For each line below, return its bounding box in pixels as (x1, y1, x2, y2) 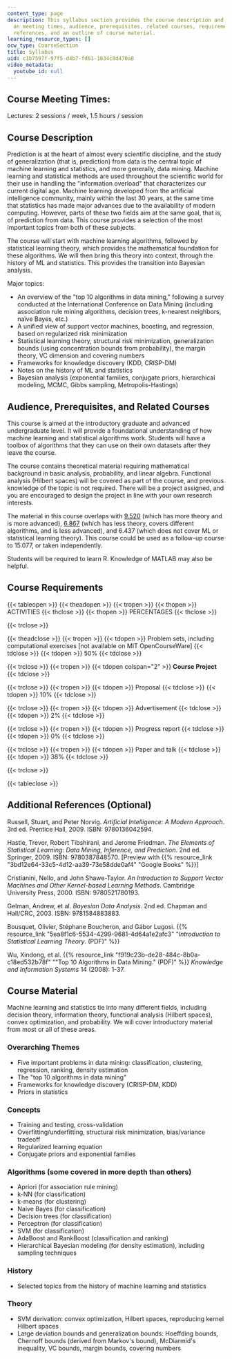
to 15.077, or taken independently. (7, 541, 103, 549)
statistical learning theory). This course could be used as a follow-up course (7, 534, 224, 542)
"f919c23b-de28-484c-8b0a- (115, 950, 201, 959)
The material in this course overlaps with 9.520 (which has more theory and (7, 511, 222, 520)
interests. (7, 498, 34, 507)
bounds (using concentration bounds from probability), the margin (17, 344, 206, 353)
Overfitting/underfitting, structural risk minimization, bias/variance (17, 1128, 206, 1136)
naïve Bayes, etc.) (17, 315, 68, 323)
